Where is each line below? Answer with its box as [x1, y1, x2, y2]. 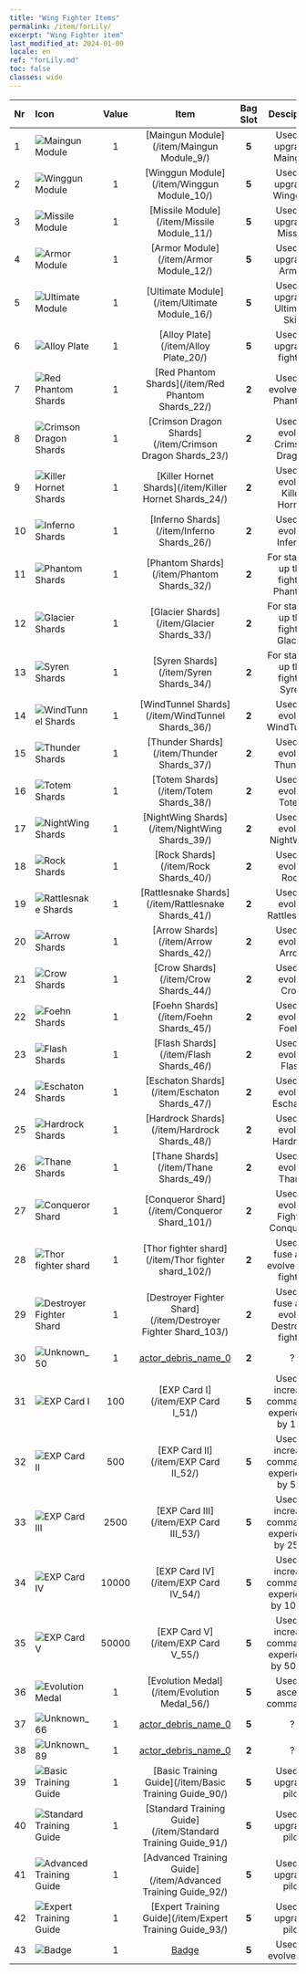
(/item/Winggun [151, 177, 219, 190]
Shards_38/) [158, 796, 212, 809]
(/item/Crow [158, 973, 211, 986]
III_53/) [169, 1527, 201, 1540]
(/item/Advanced [148, 1874, 221, 1886]
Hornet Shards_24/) [142, 492, 228, 505]
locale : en [9, 47, 51, 57]
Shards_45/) [158, 1021, 212, 1034]
